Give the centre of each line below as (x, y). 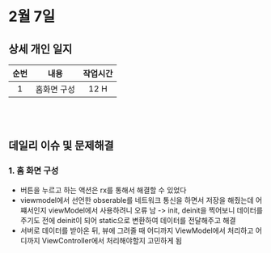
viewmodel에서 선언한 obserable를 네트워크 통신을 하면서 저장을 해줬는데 (137, 200)
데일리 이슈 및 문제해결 (61, 146)
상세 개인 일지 (40, 49)
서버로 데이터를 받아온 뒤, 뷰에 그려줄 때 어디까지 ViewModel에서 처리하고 (137, 230)
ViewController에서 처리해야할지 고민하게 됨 (112, 240)
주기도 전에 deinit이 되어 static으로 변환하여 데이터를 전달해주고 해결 (128, 220)
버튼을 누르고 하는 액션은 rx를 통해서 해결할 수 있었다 (103, 190)
